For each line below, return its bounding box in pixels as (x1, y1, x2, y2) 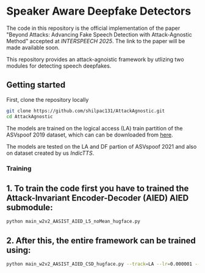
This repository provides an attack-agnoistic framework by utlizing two (6, 55, 184, 63)
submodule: (6, 202, 53, 213)
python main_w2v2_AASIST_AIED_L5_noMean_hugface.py (6, 218, 140, 225)
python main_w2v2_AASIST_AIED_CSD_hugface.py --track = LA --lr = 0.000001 (6, 261, 192, 267)
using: (6, 245, 31, 255)
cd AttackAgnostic (6, 113, 53, 119)
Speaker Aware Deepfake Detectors (6, 4, 191, 18)
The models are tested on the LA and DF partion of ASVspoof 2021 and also (6, 143, 197, 150)
